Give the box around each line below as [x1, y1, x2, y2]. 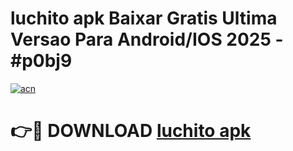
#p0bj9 [10, 50, 73, 72]
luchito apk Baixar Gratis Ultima [10, 7, 278, 30]
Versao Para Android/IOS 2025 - [10, 28, 284, 51]
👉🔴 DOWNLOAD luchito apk [10, 120, 252, 142]
